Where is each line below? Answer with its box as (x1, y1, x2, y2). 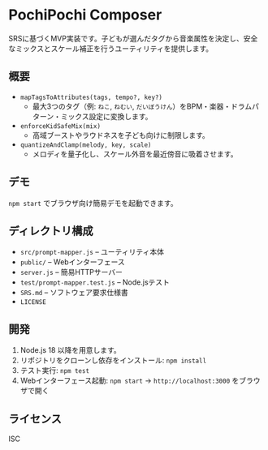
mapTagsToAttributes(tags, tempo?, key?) (19, 93, 162, 101)
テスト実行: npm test (19, 366, 90, 375)
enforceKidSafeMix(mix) (19, 122, 102, 131)
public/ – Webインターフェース (19, 257, 126, 267)
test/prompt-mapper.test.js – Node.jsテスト (19, 277, 171, 287)
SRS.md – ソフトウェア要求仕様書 (19, 288, 128, 298)
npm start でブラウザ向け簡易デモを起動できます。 (8, 198, 178, 208)
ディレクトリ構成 (8, 224, 93, 238)
